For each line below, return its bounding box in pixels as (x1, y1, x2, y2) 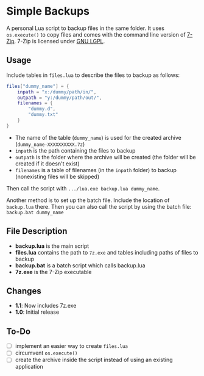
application (15, 363, 44, 371)
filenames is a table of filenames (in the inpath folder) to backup (15, 166, 177, 173)
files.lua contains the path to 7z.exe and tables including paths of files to (15, 248, 199, 256)
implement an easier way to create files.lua (15, 342, 128, 350)
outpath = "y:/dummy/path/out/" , (17, 95, 102, 101)
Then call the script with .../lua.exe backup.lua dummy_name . (6, 184, 160, 192)
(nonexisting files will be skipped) (15, 173, 100, 180)
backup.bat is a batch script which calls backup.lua (15, 261, 146, 269)
